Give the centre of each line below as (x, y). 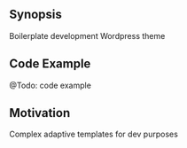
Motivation (40, 113)
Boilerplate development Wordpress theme (87, 35)
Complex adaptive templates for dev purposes (94, 134)
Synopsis (35, 15)
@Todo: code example (50, 85)
